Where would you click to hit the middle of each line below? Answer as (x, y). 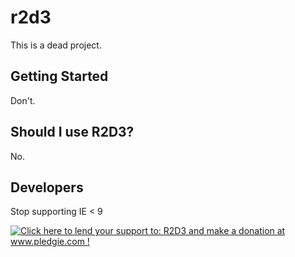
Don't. (23, 100)
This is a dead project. (56, 45)
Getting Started (59, 76)
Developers (47, 187)
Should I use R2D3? (72, 132)
